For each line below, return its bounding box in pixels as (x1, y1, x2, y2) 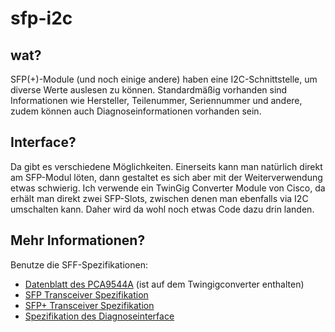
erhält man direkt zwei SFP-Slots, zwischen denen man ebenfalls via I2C (10, 192, 309, 204)
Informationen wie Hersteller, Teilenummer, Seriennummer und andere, (10, 95, 303, 106)
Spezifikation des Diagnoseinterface (24, 310, 175, 322)
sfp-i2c (10, 7, 73, 30)
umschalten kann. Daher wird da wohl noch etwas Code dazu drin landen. (10, 203, 315, 215)
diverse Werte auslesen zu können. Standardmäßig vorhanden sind (10, 84, 288, 96)
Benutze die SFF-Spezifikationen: (10, 258, 148, 271)
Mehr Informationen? (10, 232, 146, 249)
